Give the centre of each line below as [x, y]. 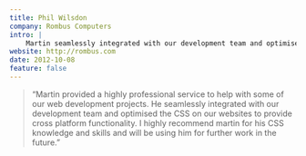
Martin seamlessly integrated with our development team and [144, 43]
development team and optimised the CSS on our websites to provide [162, 113]
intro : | [26, 34]
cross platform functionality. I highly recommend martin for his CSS [158, 122]
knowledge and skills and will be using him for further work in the [154, 132]
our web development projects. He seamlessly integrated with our [155, 103]
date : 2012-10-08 [42, 60]
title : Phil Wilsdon [49, 18]
